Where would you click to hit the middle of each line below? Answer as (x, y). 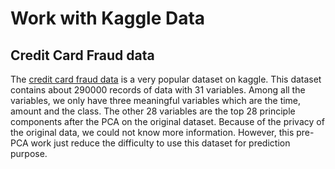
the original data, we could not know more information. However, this (152, 132)
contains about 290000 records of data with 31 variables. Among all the (158, 90)
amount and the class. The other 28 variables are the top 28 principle (153, 111)
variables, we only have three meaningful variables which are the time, (156, 100)
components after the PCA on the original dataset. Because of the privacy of (167, 121)
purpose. (29, 153)
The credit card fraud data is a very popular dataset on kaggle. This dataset (166, 79)
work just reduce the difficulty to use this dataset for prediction (160, 143)
